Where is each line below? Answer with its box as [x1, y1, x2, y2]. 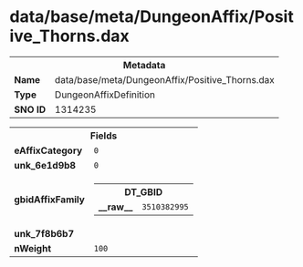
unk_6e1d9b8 [14, 159, 76, 171]
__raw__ [98, 200, 133, 213]
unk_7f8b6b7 [14, 227, 75, 240]
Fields [89, 129, 118, 142]
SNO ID [14, 103, 47, 116]
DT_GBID [124, 185, 162, 198]
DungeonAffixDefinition [54, 88, 156, 101]
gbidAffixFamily [14, 193, 85, 206]
